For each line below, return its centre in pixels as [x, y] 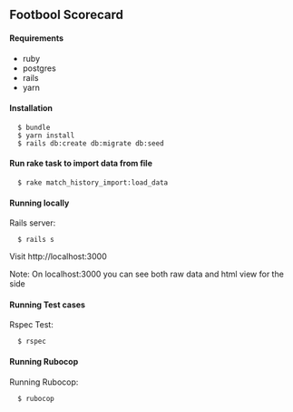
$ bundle [34, 127]
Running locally [39, 203]
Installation [31, 108]
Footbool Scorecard [67, 15]
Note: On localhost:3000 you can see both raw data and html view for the [146, 274]
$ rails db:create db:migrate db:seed [91, 143]
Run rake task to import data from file [81, 164]
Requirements [37, 38]
